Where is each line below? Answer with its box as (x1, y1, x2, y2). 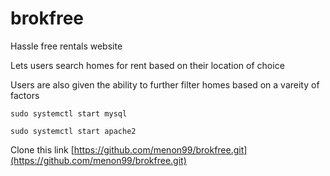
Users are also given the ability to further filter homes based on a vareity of (10, 78, 320, 91)
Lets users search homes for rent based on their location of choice (10, 59, 285, 71)
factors (10, 89, 40, 101)
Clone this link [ (10, 143, 75, 156)
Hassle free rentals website (10, 40, 123, 52)
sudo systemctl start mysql (10, 108, 128, 119)
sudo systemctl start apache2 (10, 126, 137, 136)
